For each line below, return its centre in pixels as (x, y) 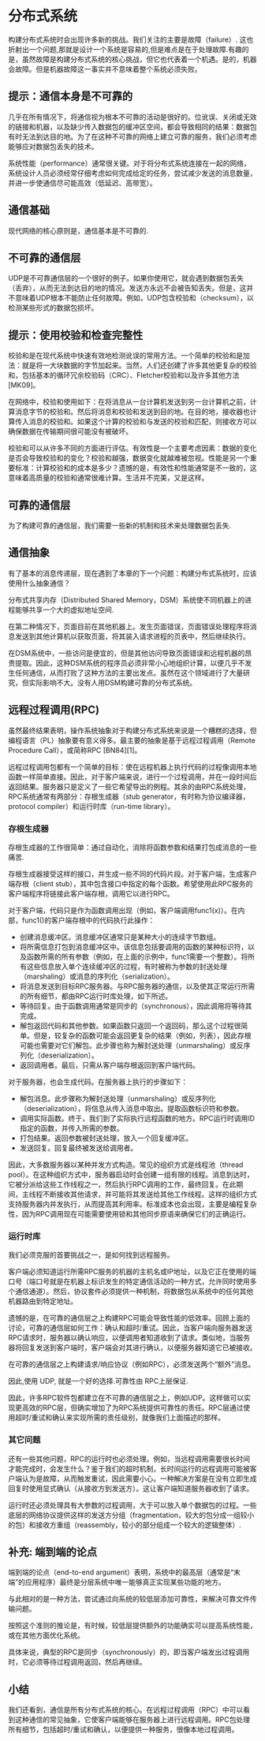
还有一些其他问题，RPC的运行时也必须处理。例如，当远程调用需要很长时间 (129, 1459)
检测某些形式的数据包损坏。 (53, 308)
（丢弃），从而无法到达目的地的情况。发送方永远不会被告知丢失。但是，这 (127, 288)
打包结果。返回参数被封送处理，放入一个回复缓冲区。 (106, 1138)
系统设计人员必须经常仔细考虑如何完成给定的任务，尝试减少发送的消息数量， (132, 173)
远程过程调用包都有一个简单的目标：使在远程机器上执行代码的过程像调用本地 (132, 766)
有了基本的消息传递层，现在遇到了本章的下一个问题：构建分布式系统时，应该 (132, 573)
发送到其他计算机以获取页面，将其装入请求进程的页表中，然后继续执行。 (132, 636)
